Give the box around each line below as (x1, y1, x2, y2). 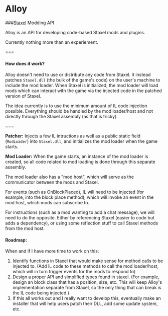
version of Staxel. (5, 93, 42, 99)
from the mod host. (5, 225, 45, 231)
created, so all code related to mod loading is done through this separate (5, 159, 155, 165)
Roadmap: (5, 237, 28, 243)
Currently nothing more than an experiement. (5, 39, 99, 45)
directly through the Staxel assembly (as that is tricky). (5, 114, 118, 120)
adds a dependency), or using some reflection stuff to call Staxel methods (5, 220, 158, 226)
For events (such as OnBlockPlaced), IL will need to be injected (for (5, 189, 144, 195)
